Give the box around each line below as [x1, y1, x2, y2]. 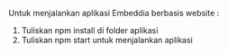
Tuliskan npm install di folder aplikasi [21, 25, 159, 35]
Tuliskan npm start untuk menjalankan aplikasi [21, 35, 193, 45]
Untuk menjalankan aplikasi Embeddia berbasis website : [8, 8, 220, 18]
